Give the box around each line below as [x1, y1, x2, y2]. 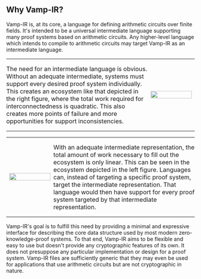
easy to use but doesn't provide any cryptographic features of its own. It [6, 241, 185, 249]
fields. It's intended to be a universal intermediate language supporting [6, 27, 181, 34]
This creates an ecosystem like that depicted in [6, 87, 139, 95]
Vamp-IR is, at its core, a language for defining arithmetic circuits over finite [6, 20, 193, 27]
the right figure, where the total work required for [6, 94, 144, 103]
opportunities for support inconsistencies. [6, 116, 124, 125]
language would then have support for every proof [53, 188, 195, 196]
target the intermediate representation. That [53, 180, 176, 189]
